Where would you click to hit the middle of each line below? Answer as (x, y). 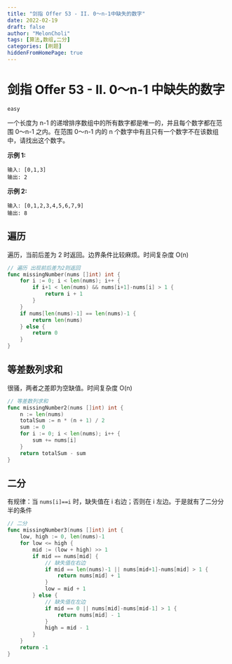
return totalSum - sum (53, 453)
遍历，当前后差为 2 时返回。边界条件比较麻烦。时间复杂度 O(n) (98, 255)
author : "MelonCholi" (39, 33)
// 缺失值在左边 (65, 602)
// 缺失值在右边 (65, 563)
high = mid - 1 (67, 628)
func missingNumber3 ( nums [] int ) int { (66, 530)
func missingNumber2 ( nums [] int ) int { (66, 407)
